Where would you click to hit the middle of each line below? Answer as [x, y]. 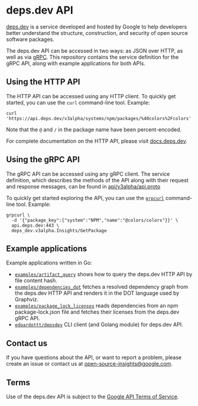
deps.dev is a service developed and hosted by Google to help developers [97, 27]
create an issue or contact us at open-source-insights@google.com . [90, 364]
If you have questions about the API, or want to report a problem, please [94, 357]
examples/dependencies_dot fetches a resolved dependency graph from [101, 287]
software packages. [30, 39]
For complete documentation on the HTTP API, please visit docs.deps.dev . [97, 141]
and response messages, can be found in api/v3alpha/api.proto [83, 186]
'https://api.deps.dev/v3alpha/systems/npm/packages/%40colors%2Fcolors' [99, 118]
